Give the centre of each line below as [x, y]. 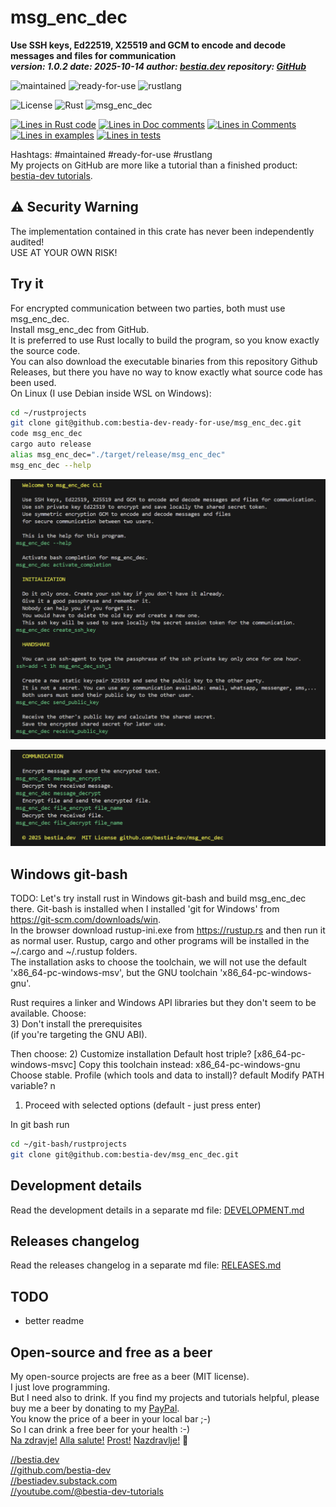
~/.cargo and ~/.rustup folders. [74, 952]
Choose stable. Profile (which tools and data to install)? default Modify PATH [167, 1075]
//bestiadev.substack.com [64, 1481]
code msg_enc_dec [46, 434]
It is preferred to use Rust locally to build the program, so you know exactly [165, 340]
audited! [27, 242]
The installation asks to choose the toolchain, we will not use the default [158, 962]
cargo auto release [51, 444]
